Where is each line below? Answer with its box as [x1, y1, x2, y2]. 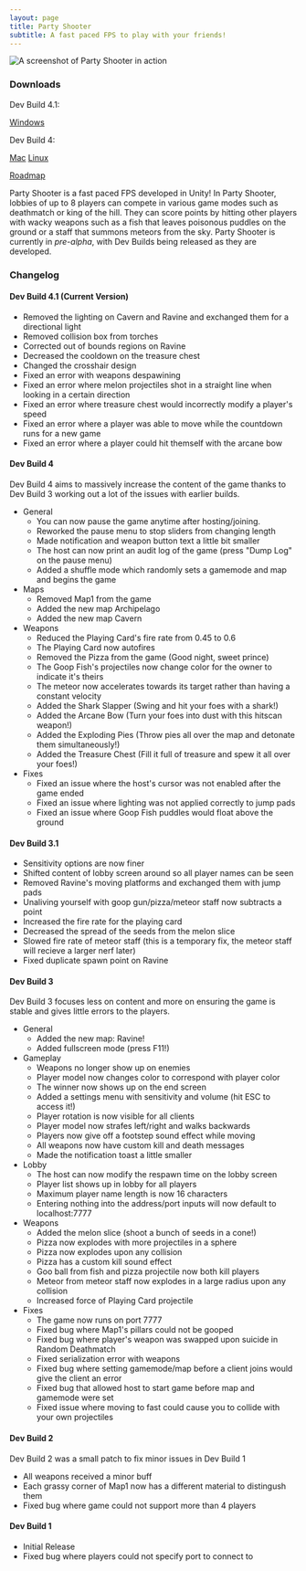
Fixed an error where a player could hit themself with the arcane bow [22, 438, 283, 448]
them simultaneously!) [36, 739, 121, 750]
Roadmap [9, 170, 46, 181]
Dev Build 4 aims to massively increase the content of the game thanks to [9, 479, 286, 490]
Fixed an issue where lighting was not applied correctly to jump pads [36, 797, 296, 808]
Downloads [9, 79, 61, 91]
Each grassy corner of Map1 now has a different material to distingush [22, 1481, 287, 1492]
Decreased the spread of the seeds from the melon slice [22, 926, 236, 937]
